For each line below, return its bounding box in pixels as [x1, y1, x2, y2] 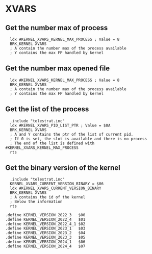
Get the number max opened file [5, 64, 110, 73]
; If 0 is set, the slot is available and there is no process [10, 136, 147, 141]
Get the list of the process [5, 105, 89, 114]
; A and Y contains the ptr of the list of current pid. [10, 132, 134, 137]
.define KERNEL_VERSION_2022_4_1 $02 [5, 221, 86, 227]
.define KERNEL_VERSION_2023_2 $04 [5, 231, 86, 236]
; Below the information [10, 199, 63, 205]
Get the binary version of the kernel [5, 164, 121, 172]
